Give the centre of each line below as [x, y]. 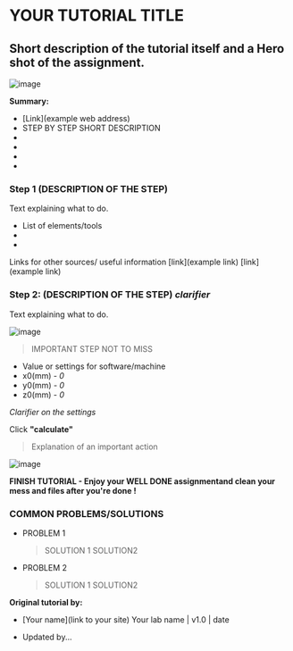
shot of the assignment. [77, 62]
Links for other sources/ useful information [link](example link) [124, 262]
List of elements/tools [62, 226]
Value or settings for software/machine [94, 366]
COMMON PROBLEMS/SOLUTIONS [87, 513]
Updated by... [47, 637]
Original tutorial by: [46, 602]
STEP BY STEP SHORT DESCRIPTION [91, 128]
